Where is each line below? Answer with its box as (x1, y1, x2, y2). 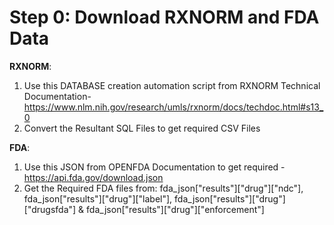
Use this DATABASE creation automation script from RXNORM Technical (23, 79, 321, 91)
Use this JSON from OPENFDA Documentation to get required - (23, 161, 286, 173)
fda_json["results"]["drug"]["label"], (23, 192, 173, 205)
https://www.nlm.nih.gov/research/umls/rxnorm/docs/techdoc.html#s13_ (23, 101, 324, 113)
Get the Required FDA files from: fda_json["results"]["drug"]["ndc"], (23, 182, 304, 194)
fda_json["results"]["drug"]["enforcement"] (86, 203, 265, 215)
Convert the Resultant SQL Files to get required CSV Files (23, 122, 261, 134)
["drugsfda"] (23, 203, 77, 215)
